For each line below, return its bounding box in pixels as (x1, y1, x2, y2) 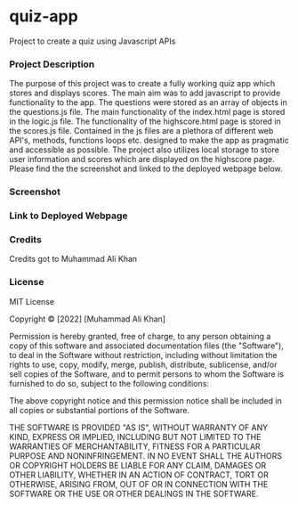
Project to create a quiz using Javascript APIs (9, 36, 176, 46)
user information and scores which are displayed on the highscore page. (9, 154, 275, 165)
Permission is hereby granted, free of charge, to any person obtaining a (9, 331, 271, 341)
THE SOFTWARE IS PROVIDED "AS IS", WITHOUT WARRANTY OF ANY (9, 421, 269, 433)
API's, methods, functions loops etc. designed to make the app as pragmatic (9, 135, 289, 146)
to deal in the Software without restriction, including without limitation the (9, 349, 278, 360)
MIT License (9, 296, 55, 306)
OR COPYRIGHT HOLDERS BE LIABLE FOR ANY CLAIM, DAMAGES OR (9, 460, 267, 470)
